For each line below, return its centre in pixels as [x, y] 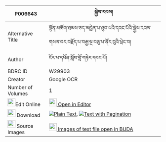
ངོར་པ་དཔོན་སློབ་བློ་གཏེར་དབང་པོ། [78, 58]
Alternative [20, 33]
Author [16, 59]
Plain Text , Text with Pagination [92, 114]
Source [25, 126]
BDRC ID [18, 71]
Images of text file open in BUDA [95, 129]
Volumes [18, 94]
